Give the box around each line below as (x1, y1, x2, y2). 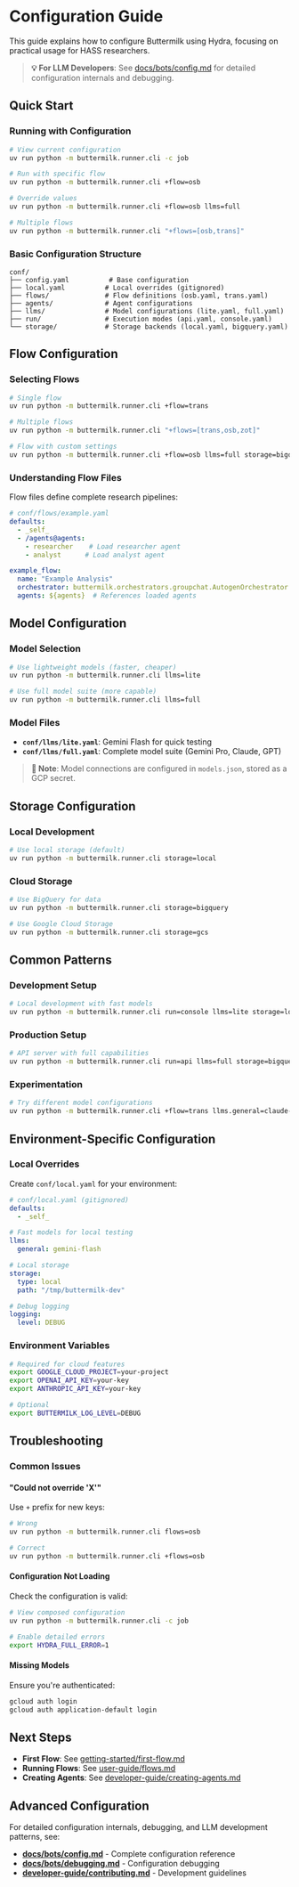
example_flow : (9, 566, 62, 575)
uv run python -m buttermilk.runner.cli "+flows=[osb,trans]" (9, 226, 245, 235)
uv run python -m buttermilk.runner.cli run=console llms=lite (9, 1008, 249, 1017)
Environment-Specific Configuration (9, 1131, 216, 1146)
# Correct (9, 1543, 46, 1553)
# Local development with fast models (9, 999, 153, 1008)
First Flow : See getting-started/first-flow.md (21, 1753, 185, 1764)
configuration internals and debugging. (30, 72, 174, 83)
